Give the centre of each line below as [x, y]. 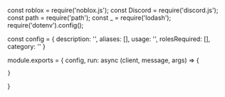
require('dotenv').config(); [46, 25]
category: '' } [27, 46]
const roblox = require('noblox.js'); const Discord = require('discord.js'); [113, 10]
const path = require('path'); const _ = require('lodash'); [89, 18]
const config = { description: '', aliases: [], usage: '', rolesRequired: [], [109, 39]
